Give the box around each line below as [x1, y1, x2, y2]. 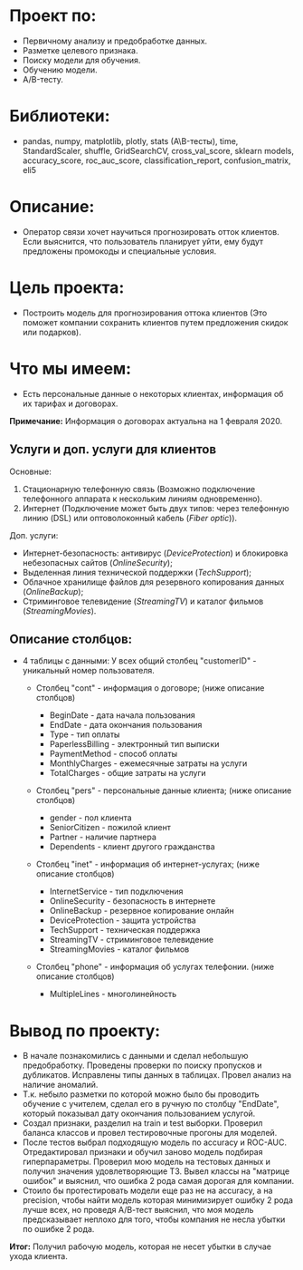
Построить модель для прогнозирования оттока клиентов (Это [22, 307, 268, 318]
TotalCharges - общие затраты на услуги [49, 768, 206, 779]
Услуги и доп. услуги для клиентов [9, 441, 217, 458]
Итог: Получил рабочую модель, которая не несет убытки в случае [9, 1241, 271, 1252]
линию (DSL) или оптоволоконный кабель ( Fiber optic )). [22, 512, 238, 523]
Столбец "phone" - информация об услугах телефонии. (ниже [35, 962, 274, 973]
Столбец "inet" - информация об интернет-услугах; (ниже [35, 858, 260, 870]
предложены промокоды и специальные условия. [22, 246, 217, 257]
